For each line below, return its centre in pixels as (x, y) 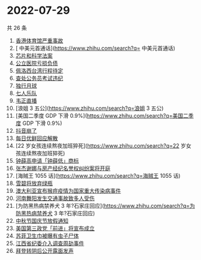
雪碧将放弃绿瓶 (34, 183)
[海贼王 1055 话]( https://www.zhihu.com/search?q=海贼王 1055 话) (98, 175)
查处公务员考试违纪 (39, 78)
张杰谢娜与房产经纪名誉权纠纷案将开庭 (63, 168)
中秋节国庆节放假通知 (42, 220)
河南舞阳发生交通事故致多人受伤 (55, 198)
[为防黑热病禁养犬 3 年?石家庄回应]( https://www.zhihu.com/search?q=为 (105, 205)
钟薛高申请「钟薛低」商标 (47, 160)
